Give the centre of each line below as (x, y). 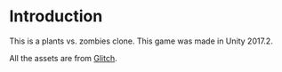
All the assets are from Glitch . (63, 58)
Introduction (56, 16)
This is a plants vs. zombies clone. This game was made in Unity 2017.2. (141, 41)
